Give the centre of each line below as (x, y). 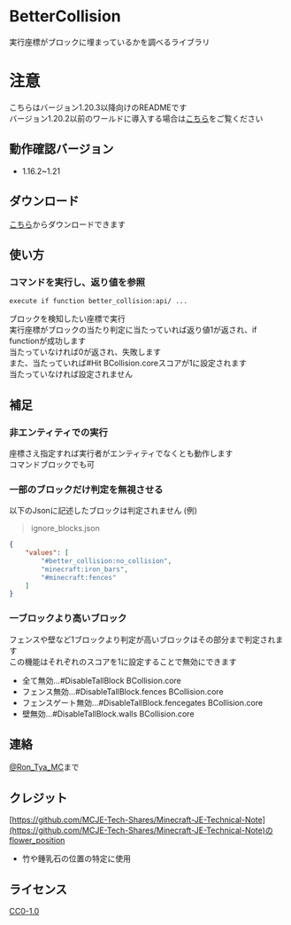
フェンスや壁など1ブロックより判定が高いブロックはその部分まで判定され (142, 639)
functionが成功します (48, 341)
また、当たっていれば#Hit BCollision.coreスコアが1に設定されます (128, 363)
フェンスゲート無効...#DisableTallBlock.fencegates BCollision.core (142, 702)
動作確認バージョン (61, 149)
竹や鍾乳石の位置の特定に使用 (76, 858)
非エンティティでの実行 (58, 432)
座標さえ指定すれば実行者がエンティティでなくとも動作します (121, 453)
